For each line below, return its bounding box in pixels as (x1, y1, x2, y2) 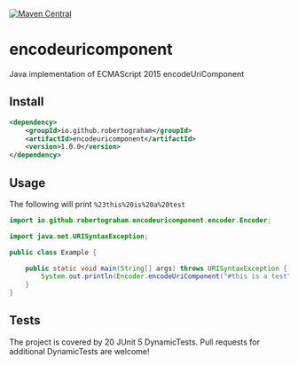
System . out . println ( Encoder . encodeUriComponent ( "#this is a (41, 272, 268, 281)
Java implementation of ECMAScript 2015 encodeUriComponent (9, 68, 245, 79)
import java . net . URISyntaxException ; (9, 231, 149, 241)
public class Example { (9, 248, 98, 257)
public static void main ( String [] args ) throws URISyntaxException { (25, 264, 288, 273)
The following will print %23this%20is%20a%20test (9, 198, 186, 209)
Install (9, 94, 44, 110)
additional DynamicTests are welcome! (9, 346, 150, 356)
